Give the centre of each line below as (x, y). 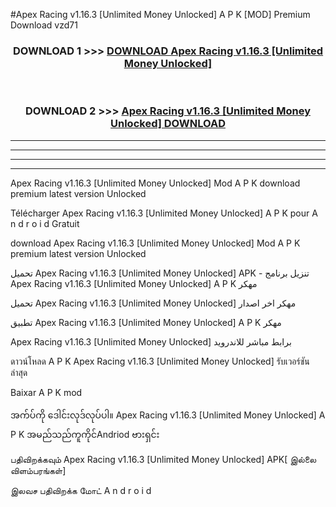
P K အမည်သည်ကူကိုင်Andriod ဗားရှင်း (85, 434)
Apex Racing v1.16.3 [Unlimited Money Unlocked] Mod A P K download (155, 183)
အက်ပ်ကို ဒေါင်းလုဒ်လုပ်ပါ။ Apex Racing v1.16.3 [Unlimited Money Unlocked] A (168, 415)
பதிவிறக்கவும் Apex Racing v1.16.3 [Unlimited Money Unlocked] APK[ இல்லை (163, 459)
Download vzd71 (44, 25)
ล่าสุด (19, 372)
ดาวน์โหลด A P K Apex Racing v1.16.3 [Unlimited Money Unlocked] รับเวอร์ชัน (160, 361)
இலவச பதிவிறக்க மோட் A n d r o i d (81, 490)
